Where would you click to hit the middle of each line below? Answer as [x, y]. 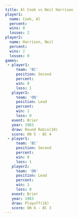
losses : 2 [19, 33]
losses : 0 [19, 56]
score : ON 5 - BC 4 [31, 134]
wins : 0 [17, 28]
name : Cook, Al [25, 19]
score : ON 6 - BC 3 [31, 208]
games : [12, 60]
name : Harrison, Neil [32, 42]
